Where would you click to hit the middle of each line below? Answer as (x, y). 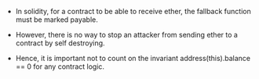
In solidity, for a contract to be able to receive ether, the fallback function (133, 11)
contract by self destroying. (60, 43)
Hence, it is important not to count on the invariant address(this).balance (133, 58)
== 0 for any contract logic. (60, 66)
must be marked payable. (57, 20)
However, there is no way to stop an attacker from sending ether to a (126, 35)
